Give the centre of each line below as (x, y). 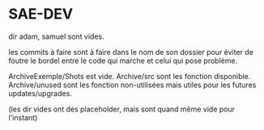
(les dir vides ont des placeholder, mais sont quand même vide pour (122, 109)
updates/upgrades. (40, 93)
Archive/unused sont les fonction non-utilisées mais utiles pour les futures (132, 85)
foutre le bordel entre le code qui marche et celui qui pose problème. (123, 61)
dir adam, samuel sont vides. (56, 36)
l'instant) (23, 117)
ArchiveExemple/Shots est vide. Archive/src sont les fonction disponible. (130, 76)
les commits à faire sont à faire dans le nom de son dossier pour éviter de (131, 52)
